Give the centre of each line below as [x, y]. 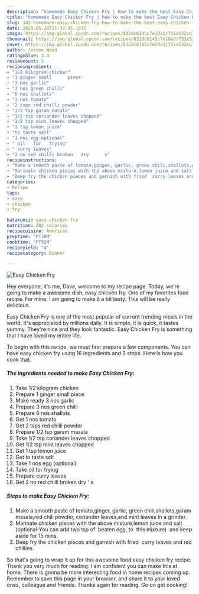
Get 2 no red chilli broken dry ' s [54, 482]
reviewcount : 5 [25, 61]
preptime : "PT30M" [29, 236]
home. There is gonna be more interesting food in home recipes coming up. [99, 572]
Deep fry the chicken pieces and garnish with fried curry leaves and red [104, 542]
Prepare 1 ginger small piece [50, 394]
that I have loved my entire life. [44, 336]
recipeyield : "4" [28, 248]
